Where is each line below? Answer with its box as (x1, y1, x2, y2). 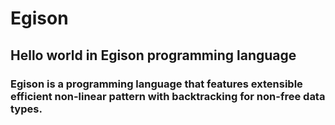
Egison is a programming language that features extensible (10, 77, 303, 91)
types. (10, 102, 43, 116)
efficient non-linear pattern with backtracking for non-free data (10, 89, 326, 103)
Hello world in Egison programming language (10, 47, 297, 64)
